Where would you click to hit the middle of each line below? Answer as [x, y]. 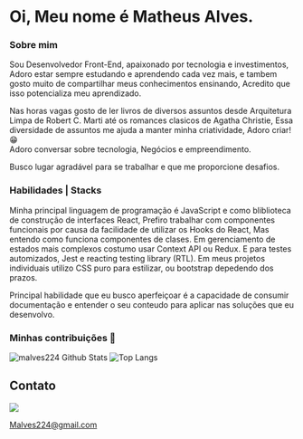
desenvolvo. [32, 314]
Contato [33, 386]
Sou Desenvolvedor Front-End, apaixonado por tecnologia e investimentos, [149, 64]
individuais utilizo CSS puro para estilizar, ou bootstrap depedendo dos [142, 268]
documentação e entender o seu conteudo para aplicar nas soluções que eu [151, 304]
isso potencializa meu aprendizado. [76, 93]
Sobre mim [34, 45]
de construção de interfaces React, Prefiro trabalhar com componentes [142, 220]
